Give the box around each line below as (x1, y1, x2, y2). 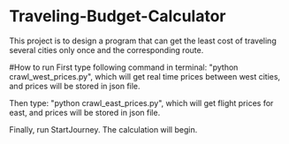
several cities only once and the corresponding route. (9, 44, 204, 55)
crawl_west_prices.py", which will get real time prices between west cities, (9, 71, 281, 81)
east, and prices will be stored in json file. (9, 107, 161, 117)
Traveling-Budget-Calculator (9, 6, 226, 27)
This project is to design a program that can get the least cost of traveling (9, 35, 277, 46)
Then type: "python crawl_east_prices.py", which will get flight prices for (9, 97, 274, 108)
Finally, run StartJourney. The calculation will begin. (9, 124, 198, 134)
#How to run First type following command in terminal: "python (9, 62, 239, 72)
